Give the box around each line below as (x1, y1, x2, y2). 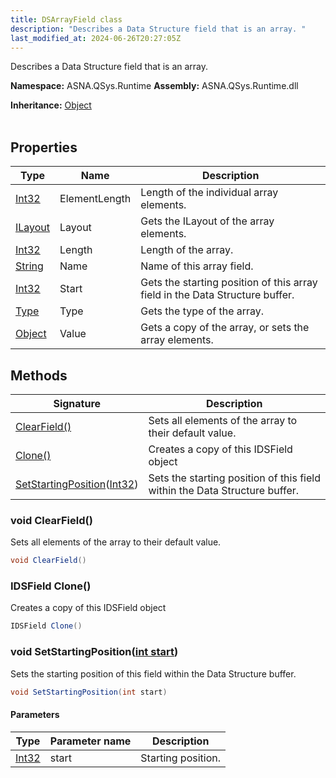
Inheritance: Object (10, 99, 92, 111)
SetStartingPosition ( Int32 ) (15, 477, 139, 491)
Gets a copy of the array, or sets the (140, 321, 310, 335)
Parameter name (49, 734, 132, 748)
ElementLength (59, 192, 132, 206)
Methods (10, 367, 68, 384)
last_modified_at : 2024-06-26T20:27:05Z (10, 33, 182, 43)
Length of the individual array (140, 186, 279, 200)
